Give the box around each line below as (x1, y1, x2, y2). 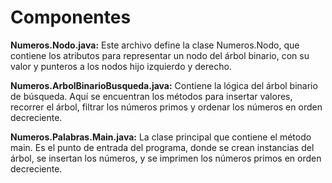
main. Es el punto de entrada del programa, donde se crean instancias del (10, 141, 315, 153)
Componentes (10, 6, 132, 29)
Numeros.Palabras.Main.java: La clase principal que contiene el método (10, 131, 312, 143)
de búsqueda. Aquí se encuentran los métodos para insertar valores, (10, 90, 293, 102)
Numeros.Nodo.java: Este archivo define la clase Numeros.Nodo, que (10, 39, 300, 51)
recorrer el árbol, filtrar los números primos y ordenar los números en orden (10, 101, 323, 113)
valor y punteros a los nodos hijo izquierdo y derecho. (10, 60, 232, 72)
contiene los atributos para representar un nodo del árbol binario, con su (10, 49, 310, 61)
